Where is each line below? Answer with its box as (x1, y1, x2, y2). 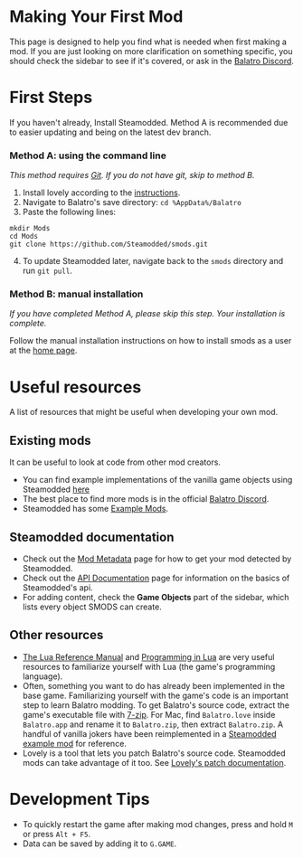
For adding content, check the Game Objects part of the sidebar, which (22, 592, 289, 603)
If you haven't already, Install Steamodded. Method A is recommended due (9, 117, 289, 127)
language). (22, 671, 63, 682)
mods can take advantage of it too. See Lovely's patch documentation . (22, 757, 287, 768)
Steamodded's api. (22, 582, 93, 593)
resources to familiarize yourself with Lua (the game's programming (22, 661, 276, 672)
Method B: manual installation (9, 288, 144, 300)
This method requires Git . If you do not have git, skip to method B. (9, 170, 255, 181)
